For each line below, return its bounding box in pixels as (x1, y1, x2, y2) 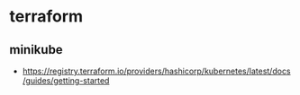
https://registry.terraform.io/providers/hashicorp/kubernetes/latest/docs (22, 65, 291, 76)
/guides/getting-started (22, 75, 110, 86)
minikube (9, 42, 63, 57)
